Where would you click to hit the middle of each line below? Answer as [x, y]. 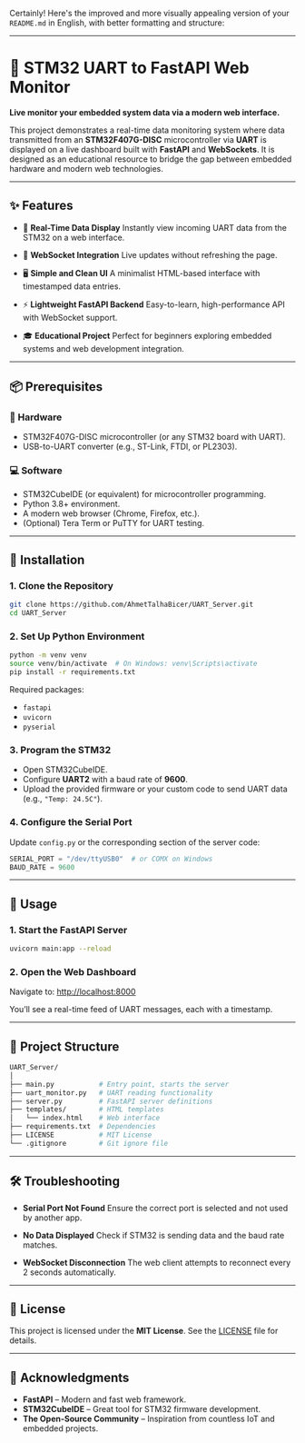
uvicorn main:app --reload [60, 949]
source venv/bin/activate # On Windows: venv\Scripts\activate [133, 664]
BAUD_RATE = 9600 [42, 867]
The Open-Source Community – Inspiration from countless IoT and [148, 1419]
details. [23, 1340]
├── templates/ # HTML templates [87, 1110]
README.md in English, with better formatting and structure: [117, 23]
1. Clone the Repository [61, 586]
